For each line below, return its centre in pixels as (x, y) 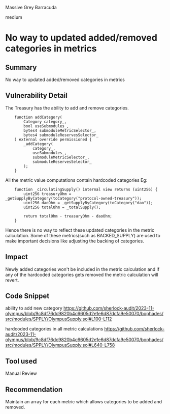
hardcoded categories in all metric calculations (54, 329)
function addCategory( (38, 117)
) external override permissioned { (53, 140)
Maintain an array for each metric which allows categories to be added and (84, 402)
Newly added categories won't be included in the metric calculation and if (82, 269)
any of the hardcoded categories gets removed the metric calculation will (82, 274)
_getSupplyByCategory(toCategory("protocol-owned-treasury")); (74, 198)
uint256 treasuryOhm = (47, 194)
